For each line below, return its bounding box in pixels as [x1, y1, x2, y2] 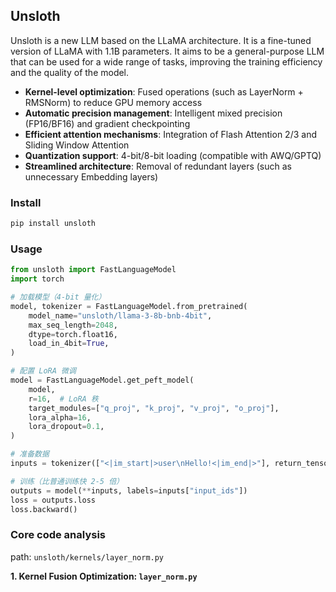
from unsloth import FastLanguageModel [10, 265, 177, 275]
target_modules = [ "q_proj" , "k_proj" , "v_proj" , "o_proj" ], [28, 403, 280, 413]
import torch [10, 274, 65, 284]
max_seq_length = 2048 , [28, 320, 118, 330]
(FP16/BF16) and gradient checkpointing [24, 117, 191, 129]
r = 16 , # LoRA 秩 [28, 394, 99, 404]
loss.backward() [10, 504, 78, 514]
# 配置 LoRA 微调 [10, 366, 77, 376]
